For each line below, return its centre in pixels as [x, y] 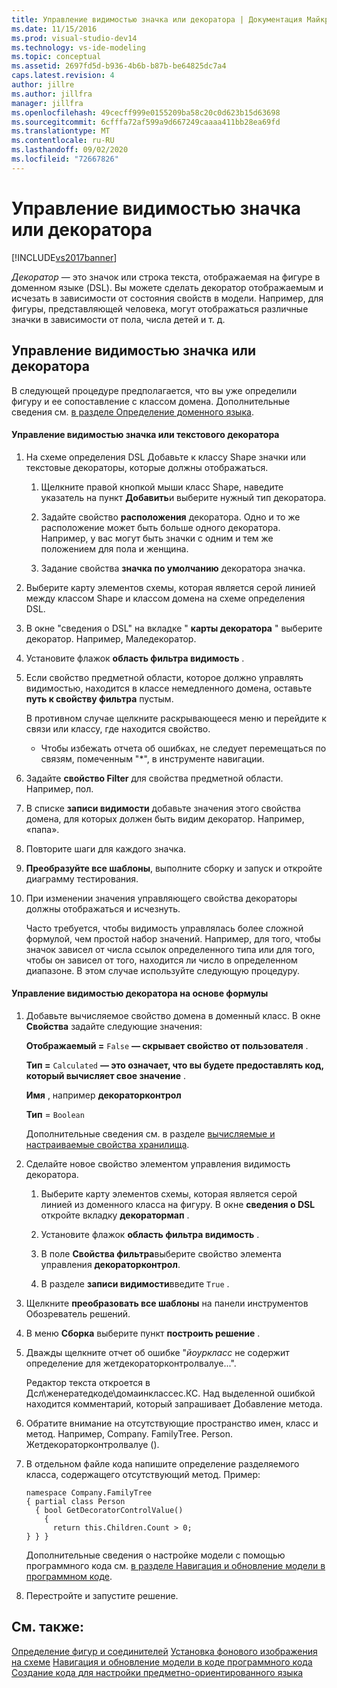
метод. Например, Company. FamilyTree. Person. [129, 1433]
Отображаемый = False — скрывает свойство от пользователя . [167, 1045]
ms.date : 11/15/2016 [54, 29]
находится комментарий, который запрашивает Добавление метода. [174, 1403]
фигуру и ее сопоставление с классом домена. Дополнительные [151, 401]
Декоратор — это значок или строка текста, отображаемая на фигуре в [166, 277]
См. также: [48, 1627]
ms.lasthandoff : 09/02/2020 [70, 150]
